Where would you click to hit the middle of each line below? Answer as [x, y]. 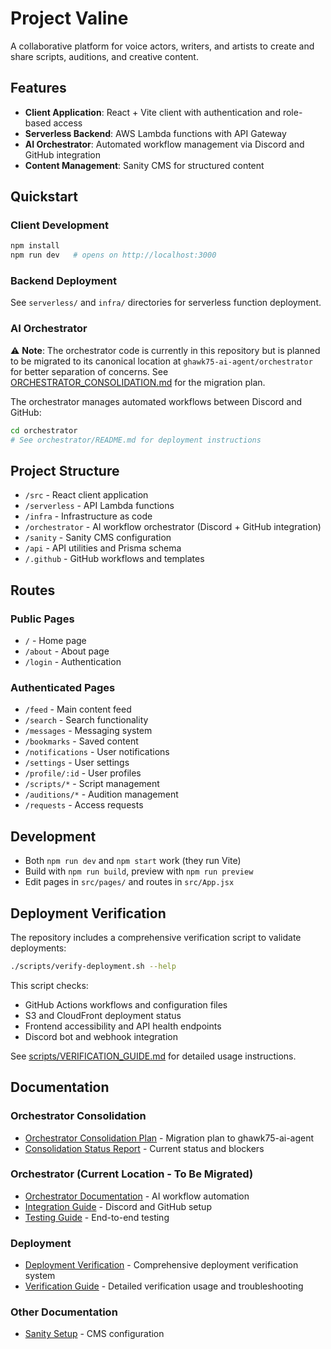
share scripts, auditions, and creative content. [104, 56]
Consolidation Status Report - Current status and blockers [144, 1148]
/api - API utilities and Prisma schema [103, 548]
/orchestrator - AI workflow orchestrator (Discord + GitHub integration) [173, 527]
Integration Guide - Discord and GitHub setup [118, 1206]
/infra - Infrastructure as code [88, 516]
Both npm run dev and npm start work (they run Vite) [133, 861]
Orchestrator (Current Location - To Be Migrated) [132, 1174]
